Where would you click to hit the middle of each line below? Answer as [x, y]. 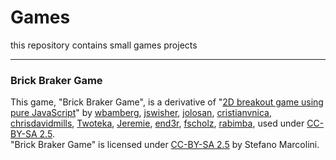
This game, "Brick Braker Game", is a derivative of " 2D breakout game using [167, 102]
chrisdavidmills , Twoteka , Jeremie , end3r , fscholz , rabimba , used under [157, 123]
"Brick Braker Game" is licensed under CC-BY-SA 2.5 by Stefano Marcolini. [165, 145]
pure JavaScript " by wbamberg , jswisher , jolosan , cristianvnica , [141, 113]
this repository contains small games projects [104, 45]
